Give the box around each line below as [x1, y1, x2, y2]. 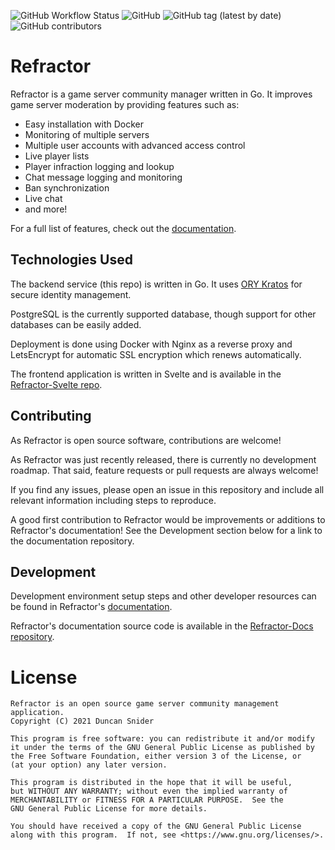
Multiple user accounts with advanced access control [24, 139, 246, 151]
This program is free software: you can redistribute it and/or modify [10, 734, 315, 744]
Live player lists [24, 150, 90, 162]
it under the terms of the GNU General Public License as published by [10, 743, 315, 753]
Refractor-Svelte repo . [10, 378, 103, 390]
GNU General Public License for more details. [10, 804, 208, 814]
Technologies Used [10, 251, 133, 269]
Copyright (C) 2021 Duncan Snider [10, 716, 155, 727]
